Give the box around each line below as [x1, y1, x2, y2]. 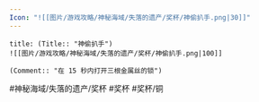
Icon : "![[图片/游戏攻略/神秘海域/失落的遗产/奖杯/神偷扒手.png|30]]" [9, 13, 251, 22]
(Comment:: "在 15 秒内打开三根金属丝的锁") [9, 66, 163, 75]
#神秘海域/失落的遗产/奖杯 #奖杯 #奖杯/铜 [9, 82, 164, 94]
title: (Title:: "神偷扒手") [9, 39, 113, 48]
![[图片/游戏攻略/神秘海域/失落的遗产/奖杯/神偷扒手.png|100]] [9, 48, 223, 58]
